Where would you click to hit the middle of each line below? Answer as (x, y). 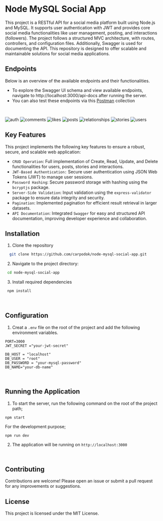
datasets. (21, 208)
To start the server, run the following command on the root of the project (85, 403)
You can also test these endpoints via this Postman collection (73, 101)
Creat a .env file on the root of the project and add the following (76, 327)
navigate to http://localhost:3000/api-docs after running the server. (80, 95)
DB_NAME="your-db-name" (29, 367)
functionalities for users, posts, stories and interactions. (68, 167)
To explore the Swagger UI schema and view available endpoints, (78, 90)
